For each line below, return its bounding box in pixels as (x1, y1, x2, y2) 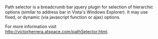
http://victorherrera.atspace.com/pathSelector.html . (5, 29, 109, 34)
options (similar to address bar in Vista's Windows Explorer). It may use (5, 9, 148, 15)
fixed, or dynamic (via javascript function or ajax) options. (5, 14, 121, 20)
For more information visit (5, 24, 57, 29)
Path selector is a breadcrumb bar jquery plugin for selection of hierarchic (5, 4, 154, 10)
